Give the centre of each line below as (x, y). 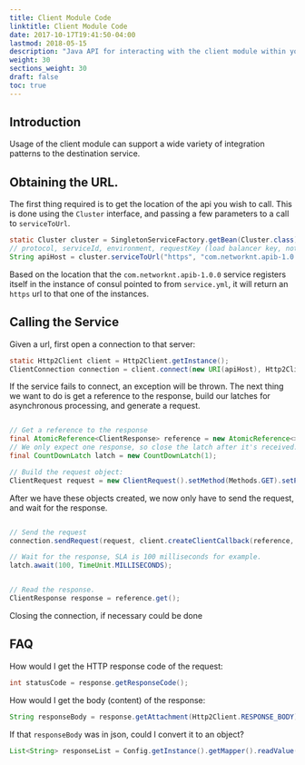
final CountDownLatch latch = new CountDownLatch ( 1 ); (113, 456)
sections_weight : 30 (49, 69)
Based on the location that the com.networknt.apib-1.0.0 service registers (148, 274)
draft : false (34, 77)
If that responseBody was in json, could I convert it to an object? (127, 734)
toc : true (28, 85)
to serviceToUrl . (40, 224)
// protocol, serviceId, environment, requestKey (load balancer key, (146, 249)
